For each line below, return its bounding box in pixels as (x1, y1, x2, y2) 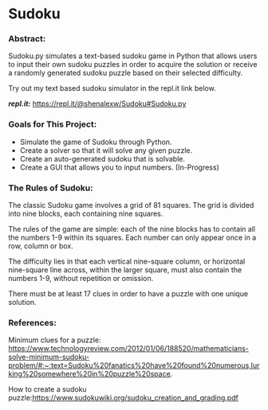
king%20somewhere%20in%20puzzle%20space (8, 369, 171, 379)
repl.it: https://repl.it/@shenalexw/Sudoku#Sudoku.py (8, 99, 187, 108)
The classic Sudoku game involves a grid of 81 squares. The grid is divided (8, 201, 254, 210)
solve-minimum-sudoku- (8, 352, 90, 362)
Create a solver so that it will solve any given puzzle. (19, 145, 193, 155)
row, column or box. (8, 241, 74, 251)
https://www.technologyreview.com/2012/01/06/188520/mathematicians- (8, 344, 250, 353)
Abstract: (8, 33, 46, 45)
